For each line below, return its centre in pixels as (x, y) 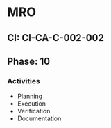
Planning (30, 96)
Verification (34, 111)
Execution (32, 104)
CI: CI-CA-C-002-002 (55, 38)
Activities (24, 81)
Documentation (39, 118)
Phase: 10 (29, 61)
